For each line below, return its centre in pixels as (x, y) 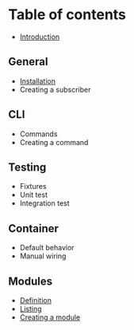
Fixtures (33, 187)
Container (34, 228)
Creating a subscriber (55, 89)
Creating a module (50, 317)
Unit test (33, 195)
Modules (31, 281)
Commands (38, 134)
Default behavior (47, 248)
